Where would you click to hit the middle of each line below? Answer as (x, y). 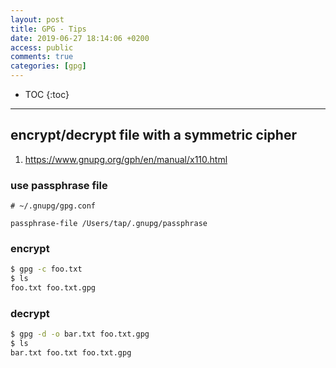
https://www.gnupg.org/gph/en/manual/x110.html (126, 159)
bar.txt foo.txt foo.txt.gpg (71, 353)
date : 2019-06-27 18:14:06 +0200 (80, 38)
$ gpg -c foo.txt (46, 269)
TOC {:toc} (47, 94)
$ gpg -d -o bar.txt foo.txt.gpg (80, 334)
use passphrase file (59, 185)
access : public (42, 47)
